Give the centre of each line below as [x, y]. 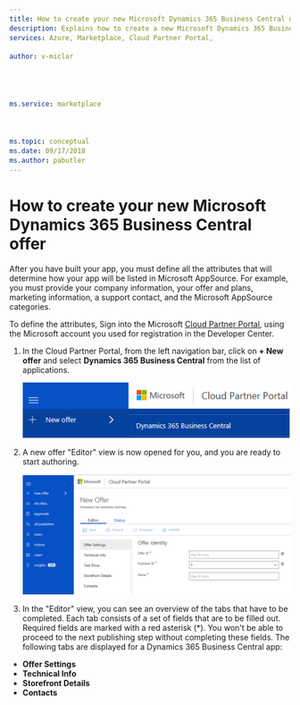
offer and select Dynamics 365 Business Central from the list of [142, 360]
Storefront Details [56, 683]
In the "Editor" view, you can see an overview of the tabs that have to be [155, 608]
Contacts [40, 692]
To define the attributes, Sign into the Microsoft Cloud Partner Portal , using [147, 324]
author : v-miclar [42, 57]
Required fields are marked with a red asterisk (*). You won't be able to [153, 627]
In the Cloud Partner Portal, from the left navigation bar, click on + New [153, 351]
